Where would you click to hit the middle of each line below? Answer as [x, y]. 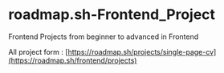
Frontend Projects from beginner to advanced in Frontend [104, 36]
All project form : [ [38, 52]
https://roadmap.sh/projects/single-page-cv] [142, 52]
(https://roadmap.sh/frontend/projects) [73, 60]
